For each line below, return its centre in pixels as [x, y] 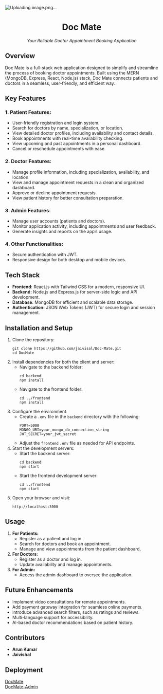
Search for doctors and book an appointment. [65, 544]
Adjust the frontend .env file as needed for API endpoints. [77, 443]
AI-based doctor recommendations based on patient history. [73, 622]
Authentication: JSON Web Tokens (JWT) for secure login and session [83, 308]
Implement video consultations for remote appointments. [69, 602]
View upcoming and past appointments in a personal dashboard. [77, 144]
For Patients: [25, 533]
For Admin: [24, 569]
